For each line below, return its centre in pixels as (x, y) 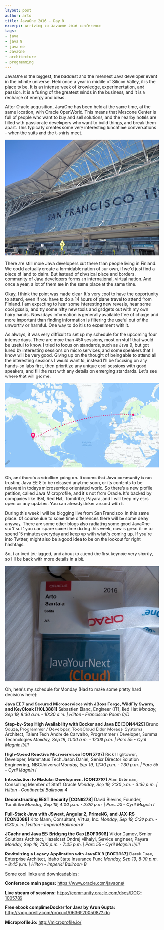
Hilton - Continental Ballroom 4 (36, 790)
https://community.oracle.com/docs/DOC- (99, 893)
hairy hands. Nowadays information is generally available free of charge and (82, 314)
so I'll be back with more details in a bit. (45, 559)
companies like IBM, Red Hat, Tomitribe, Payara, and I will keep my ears (77, 498)
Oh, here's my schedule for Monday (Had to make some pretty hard (73, 689)
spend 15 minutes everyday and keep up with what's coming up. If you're (79, 534)
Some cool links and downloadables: (42, 874)
